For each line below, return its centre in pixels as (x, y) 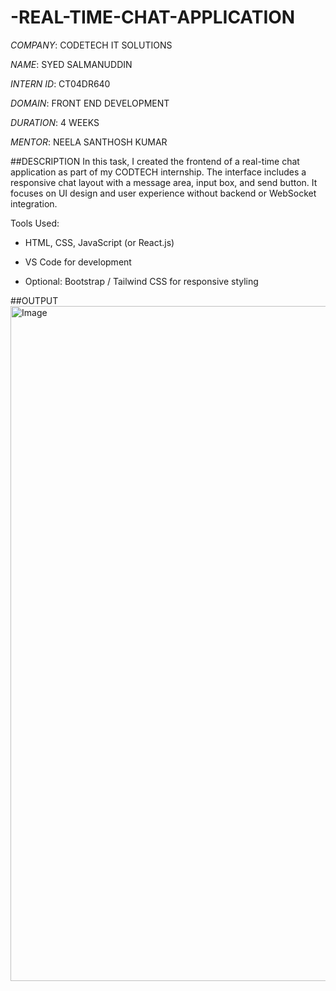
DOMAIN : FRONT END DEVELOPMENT (90, 103)
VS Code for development (78, 262)
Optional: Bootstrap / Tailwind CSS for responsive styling (141, 281)
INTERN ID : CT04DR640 (60, 83)
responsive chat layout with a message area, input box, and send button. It (164, 182)
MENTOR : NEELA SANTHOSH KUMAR (89, 142)
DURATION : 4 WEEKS (55, 122)
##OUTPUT (34, 300)
